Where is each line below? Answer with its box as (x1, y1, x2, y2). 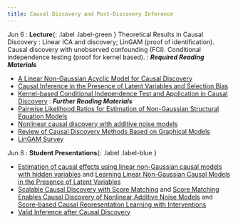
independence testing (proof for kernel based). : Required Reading (7, 53, 205, 61)
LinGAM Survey (17, 135, 64, 143)
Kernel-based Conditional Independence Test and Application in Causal (17, 89, 228, 98)
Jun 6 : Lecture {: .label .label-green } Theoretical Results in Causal (7, 30, 204, 38)
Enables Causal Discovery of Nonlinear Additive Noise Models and (17, 192, 213, 201)
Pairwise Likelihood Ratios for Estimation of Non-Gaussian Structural (17, 104, 219, 113)
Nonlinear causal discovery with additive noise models (17, 119, 178, 128)
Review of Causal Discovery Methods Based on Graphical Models (17, 127, 210, 135)
